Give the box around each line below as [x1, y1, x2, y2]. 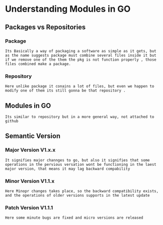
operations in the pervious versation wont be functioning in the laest [5, 162, 157, 167]
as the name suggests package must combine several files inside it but [5, 53, 157, 58]
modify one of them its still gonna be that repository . [5, 88, 126, 93]
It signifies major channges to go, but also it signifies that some [5, 157, 150, 162]
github [5, 118, 19, 123]
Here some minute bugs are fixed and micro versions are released [5, 215, 143, 221]
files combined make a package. [5, 61, 71, 67]
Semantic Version [5, 132, 61, 140]
